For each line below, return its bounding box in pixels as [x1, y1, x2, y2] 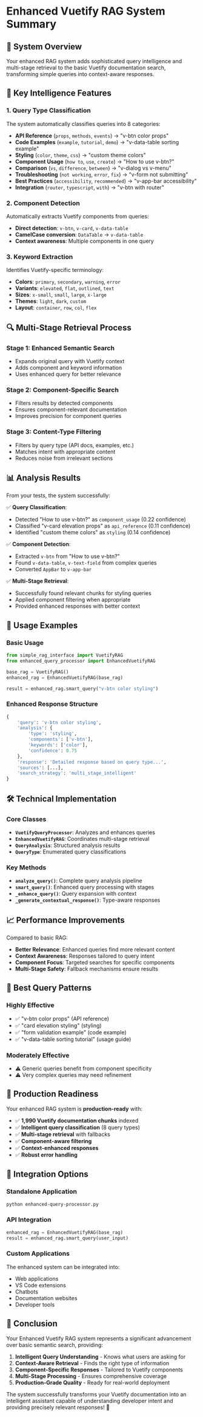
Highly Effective [6, 1001, 55, 1009]
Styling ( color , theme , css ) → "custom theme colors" [15, 151, 147, 159]
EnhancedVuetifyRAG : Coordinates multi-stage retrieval [15, 835, 150, 842]
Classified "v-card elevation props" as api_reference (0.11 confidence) [15, 522, 191, 530]
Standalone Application [6, 1188, 78, 1196]
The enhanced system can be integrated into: [6, 1263, 120, 1270]
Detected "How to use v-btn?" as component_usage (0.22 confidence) [15, 516, 187, 523]
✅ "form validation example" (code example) [15, 1028, 127, 1036]
